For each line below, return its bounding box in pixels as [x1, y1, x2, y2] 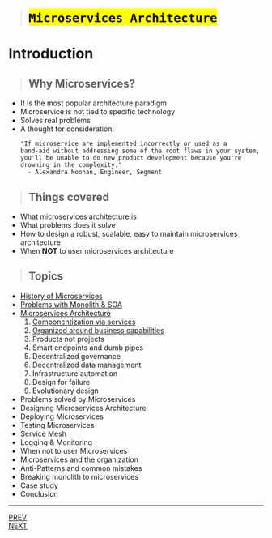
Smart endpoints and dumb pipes [32, 343, 144, 352]
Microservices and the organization [19, 455, 139, 464]
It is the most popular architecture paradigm [19, 98, 168, 108]
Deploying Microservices [19, 412, 104, 421]
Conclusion [19, 489, 58, 498]
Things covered [28, 190, 110, 204]
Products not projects [32, 334, 105, 344]
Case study [19, 480, 59, 490]
